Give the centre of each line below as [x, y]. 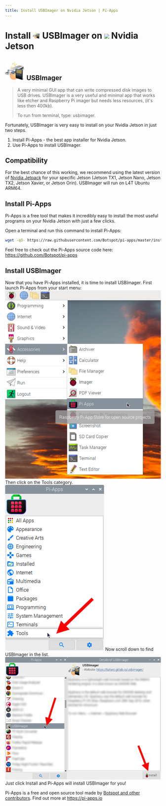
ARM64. [13, 188]
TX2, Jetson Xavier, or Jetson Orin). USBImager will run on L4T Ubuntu [77, 183]
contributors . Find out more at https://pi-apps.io [54, 798]
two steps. [16, 130]
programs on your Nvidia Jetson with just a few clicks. [60, 221]
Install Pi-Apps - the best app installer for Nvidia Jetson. [69, 140]
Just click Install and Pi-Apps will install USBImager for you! [66, 783]
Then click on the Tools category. [39, 482]
